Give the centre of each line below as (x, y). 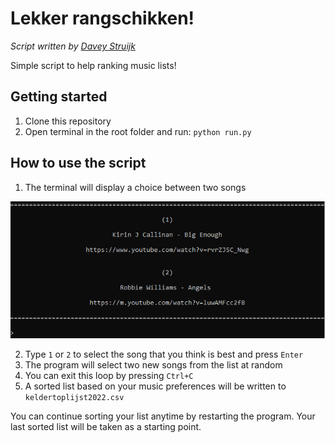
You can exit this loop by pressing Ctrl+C (109, 376)
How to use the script (78, 163)
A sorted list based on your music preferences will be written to (155, 386)
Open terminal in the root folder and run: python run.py (138, 131)
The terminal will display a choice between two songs (135, 187)
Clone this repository (68, 121)
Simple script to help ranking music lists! (93, 65)
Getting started (59, 97)
